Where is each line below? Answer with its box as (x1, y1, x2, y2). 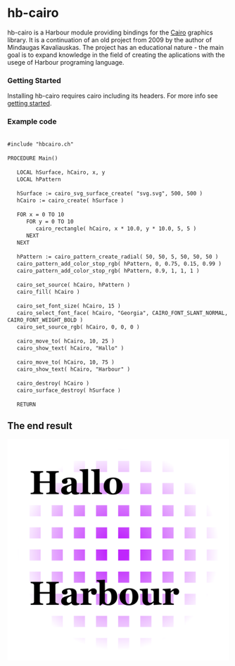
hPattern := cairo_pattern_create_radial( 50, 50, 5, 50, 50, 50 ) (16, 253, 219, 260)
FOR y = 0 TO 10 (25, 218, 74, 225)
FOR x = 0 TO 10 (16, 211, 65, 218)
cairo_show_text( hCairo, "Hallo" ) (16, 345, 125, 352)
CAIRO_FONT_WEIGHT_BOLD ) (7, 316, 83, 324)
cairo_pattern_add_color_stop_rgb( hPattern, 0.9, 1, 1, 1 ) (16, 267, 200, 274)
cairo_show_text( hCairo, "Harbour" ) (16, 366, 131, 373)
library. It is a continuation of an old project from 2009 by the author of (7, 35, 212, 44)
